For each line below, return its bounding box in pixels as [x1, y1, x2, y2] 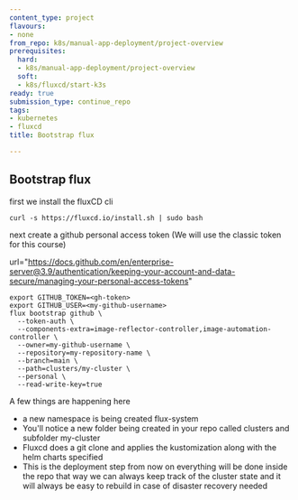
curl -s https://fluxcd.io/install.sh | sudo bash [9, 213, 203, 222]
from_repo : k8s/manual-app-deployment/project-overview [9, 38, 223, 48]
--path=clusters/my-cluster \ [17, 364, 131, 373]
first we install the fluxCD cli [9, 196, 113, 207]
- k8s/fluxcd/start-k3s [17, 80, 106, 89]
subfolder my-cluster [22, 432, 101, 443]
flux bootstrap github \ [9, 309, 103, 318]
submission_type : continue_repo [9, 97, 131, 106]
